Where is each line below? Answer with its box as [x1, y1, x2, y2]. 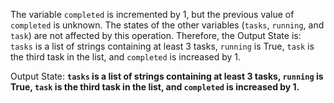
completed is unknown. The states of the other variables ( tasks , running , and [10, 19, 325, 31]
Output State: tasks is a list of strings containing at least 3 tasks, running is [10, 70, 324, 82]
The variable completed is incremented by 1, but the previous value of [10, 9, 295, 20]
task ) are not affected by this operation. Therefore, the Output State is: [10, 30, 302, 41]
